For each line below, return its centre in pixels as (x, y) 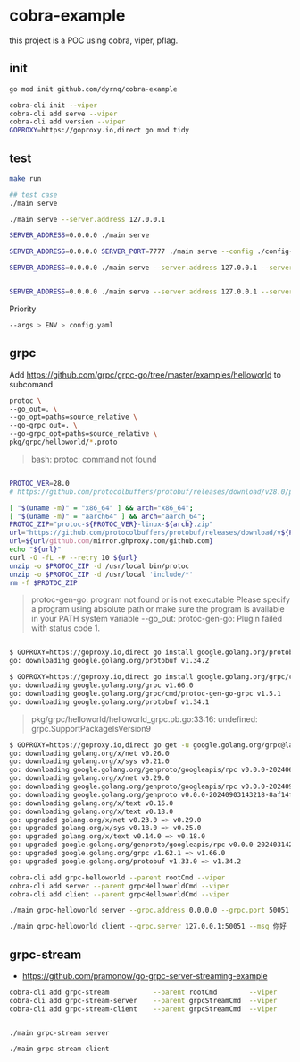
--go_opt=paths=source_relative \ (74, 417)
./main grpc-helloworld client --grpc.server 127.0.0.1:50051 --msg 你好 (148, 927)
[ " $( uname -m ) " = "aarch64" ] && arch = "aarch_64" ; (108, 516)
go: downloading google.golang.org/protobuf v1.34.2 (109, 661)
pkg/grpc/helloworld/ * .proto (63, 442)
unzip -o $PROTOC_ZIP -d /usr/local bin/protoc (100, 566)
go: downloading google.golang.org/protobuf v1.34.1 (109, 702)
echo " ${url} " (36, 549)
